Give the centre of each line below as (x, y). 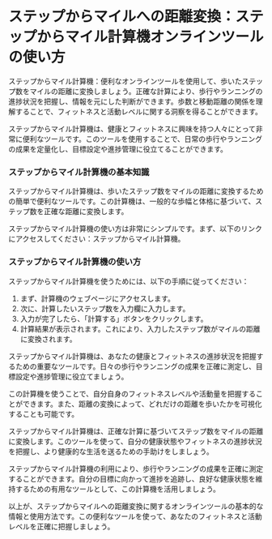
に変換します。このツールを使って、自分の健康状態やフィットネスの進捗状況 (135, 441)
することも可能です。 (44, 413)
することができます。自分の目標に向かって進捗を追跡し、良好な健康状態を (132, 478)
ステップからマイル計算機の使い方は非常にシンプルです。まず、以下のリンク (136, 229)
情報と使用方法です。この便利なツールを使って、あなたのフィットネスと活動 (135, 516)
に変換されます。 (48, 339)
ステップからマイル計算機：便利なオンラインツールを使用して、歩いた (125, 81)
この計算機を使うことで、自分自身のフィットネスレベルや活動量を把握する (132, 393)
